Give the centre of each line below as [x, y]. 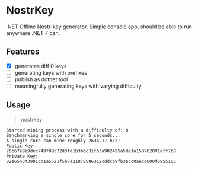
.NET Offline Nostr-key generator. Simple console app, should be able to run [99, 27]
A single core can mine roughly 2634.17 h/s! [63, 141]
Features [23, 52]
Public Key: [21, 146]
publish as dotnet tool [41, 79]
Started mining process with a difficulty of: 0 [67, 130]
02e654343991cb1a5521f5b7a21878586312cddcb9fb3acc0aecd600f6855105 [91, 161]
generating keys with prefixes [51, 72]
